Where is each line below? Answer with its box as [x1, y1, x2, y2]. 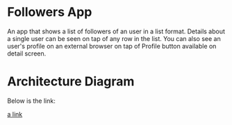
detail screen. [7, 49, 47, 58]
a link [7, 110, 23, 118]
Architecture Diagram [7, 74, 135, 90]
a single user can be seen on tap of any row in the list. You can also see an [7, 34, 221, 42]
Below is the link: [7, 97, 56, 105]
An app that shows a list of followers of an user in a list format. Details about [7, 27, 226, 35]
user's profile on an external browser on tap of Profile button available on [7, 42, 217, 50]
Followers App [7, 4, 92, 20]
